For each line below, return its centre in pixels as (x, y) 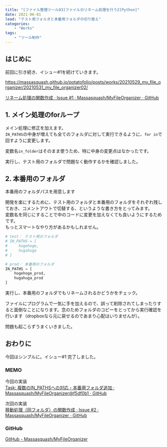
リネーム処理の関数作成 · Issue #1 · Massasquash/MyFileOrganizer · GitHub (82, 97)
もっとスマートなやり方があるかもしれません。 (53, 227)
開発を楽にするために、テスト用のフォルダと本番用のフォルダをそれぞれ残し (84, 202)
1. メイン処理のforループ (42, 115)
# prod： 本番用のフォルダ (30, 264)
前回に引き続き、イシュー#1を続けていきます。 (53, 72)
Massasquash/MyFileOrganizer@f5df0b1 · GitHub (56, 393)
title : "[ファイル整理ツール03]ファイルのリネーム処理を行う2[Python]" (72, 10)
